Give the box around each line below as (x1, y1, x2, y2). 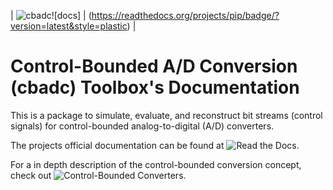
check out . (10, 169, 187, 181)
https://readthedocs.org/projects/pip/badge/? (91, 10, 280, 21)
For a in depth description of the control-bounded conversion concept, (10, 158, 302, 170)
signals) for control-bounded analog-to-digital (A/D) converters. (10, 120, 275, 132)
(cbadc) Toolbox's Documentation (10, 76, 300, 99)
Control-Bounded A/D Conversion (10, 55, 298, 78)
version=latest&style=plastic (10, 20, 128, 32)
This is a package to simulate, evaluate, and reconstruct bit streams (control (10, 109, 323, 121)
